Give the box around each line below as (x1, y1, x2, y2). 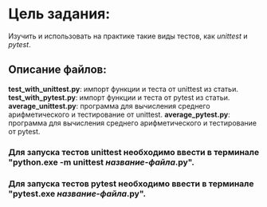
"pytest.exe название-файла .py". (8, 188, 146, 199)
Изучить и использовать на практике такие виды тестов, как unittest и (8, 31, 249, 41)
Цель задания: (8, 5, 111, 23)
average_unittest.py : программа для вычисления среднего (8, 101, 210, 110)
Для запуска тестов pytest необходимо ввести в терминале (8, 177, 254, 189)
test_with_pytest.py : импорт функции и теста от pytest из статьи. (8, 93, 230, 102)
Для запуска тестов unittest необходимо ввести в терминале (8, 146, 260, 157)
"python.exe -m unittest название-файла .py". (8, 157, 195, 168)
